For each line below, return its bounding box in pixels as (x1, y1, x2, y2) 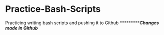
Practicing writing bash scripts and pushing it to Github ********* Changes (5, 20, 159, 26)
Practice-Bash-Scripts (5, 3, 101, 15)
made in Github (5, 25, 38, 31)
